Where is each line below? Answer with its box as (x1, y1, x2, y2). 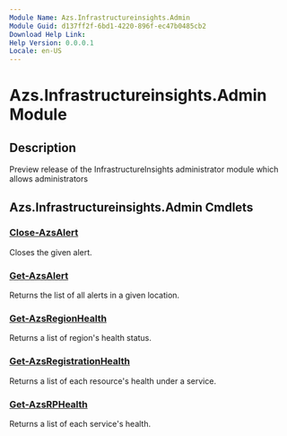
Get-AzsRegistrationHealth (9, 355, 130, 368)
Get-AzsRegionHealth (9, 312, 108, 325)
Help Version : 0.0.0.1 (9, 38, 94, 48)
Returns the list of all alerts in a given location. (9, 289, 180, 301)
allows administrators (9, 174, 88, 184)
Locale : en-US (9, 47, 63, 56)
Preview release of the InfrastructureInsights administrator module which (9, 164, 279, 175)
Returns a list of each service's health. (9, 419, 151, 429)
